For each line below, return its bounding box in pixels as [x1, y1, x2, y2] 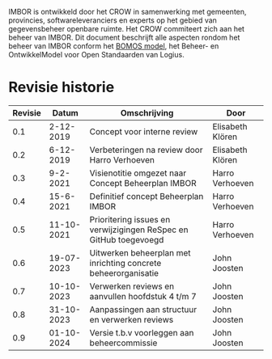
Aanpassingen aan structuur [89, 303, 198, 315]
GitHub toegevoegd [89, 234, 164, 245]
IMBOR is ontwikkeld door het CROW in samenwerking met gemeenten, [8, 7, 247, 16]
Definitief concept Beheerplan [89, 190, 204, 201]
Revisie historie [8, 78, 115, 96]
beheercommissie [89, 337, 158, 348]
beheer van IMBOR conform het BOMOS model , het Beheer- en [8, 41, 219, 51]
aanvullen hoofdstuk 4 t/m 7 [89, 290, 197, 302]
